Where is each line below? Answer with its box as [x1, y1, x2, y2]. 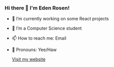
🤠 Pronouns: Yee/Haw [11, 47, 57, 53]
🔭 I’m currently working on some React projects [11, 16, 109, 22]
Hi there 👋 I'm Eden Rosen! [4, 4, 70, 11]
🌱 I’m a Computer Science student [11, 25, 82, 31]
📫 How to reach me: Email [11, 35, 66, 41]
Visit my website [11, 57, 46, 63]
